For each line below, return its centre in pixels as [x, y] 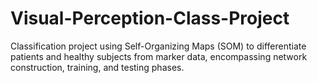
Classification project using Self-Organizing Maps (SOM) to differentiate [158, 46]
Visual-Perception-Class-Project [150, 18]
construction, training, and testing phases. [97, 67]
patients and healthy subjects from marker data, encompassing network [159, 56]
